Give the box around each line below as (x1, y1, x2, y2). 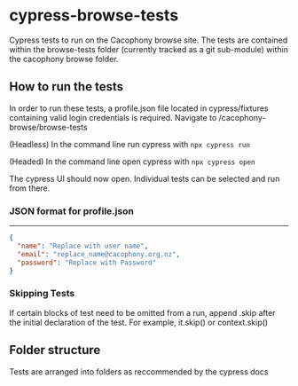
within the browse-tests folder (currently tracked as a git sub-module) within (9, 43, 288, 54)
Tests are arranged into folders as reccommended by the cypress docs (9, 366, 269, 377)
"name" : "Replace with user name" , (17, 241, 149, 250)
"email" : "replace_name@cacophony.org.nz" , (17, 249, 180, 258)
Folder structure (9, 343, 101, 358)
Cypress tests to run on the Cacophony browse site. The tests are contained (9, 35, 288, 45)
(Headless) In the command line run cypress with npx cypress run (9, 138, 251, 149)
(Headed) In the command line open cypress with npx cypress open (9, 156, 255, 167)
